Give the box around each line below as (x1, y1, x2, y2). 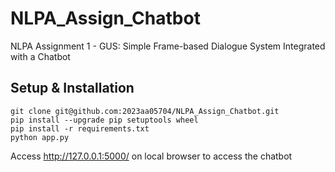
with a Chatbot (10, 50, 71, 62)
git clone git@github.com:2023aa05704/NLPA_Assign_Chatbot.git (10, 106, 280, 116)
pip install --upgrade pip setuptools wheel (10, 115, 199, 125)
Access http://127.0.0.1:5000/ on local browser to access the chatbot (10, 150, 293, 162)
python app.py (10, 132, 70, 142)
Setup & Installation (10, 80, 135, 97)
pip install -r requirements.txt (10, 123, 150, 134)
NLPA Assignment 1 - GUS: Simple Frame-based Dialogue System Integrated (10, 40, 326, 52)
